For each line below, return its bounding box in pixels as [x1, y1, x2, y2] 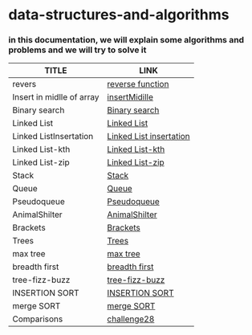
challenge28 [107, 313, 155, 325]
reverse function [107, 79, 169, 90]
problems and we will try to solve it [8, 44, 147, 55]
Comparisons [12, 313, 63, 325]
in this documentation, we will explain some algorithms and [8, 35, 245, 46]
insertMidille [107, 92, 154, 103]
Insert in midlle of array [12, 92, 100, 103]
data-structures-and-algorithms [8, 6, 230, 24]
